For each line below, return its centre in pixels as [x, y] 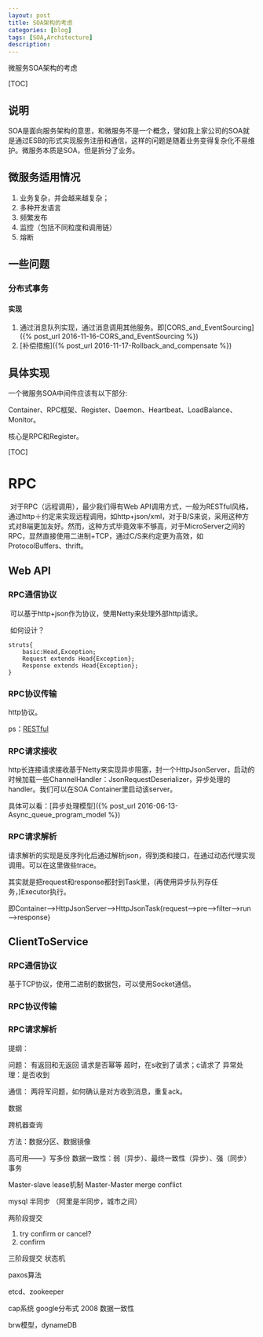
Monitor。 [24, 420]
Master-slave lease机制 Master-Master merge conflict [95, 1184]
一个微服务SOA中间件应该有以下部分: [68, 393]
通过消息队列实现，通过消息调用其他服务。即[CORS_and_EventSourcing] [137, 327]
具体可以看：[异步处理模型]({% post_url [72, 806]
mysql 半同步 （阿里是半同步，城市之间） [75, 1201]
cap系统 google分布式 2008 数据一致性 [71, 1308]
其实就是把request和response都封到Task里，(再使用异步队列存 [110, 882]
